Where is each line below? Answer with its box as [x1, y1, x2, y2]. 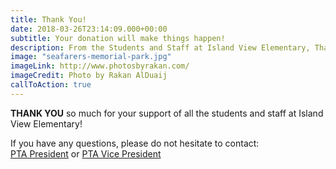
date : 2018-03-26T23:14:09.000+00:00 [10, 24, 168, 34]
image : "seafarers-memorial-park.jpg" [10, 52, 172, 62]
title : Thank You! [10, 14, 87, 25]
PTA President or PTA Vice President [10, 147, 162, 160]
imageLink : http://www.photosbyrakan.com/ [10, 61, 190, 71]
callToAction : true [10, 80, 92, 90]
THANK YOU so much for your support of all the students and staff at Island [10, 107, 324, 119]
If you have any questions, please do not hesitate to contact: [10, 137, 260, 149]
